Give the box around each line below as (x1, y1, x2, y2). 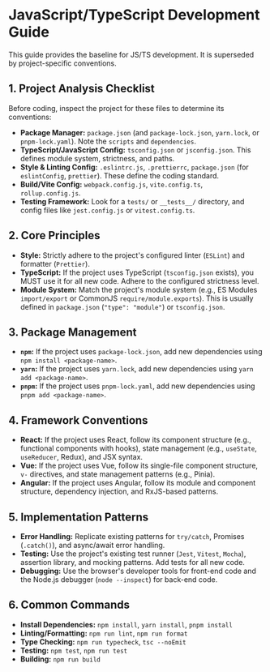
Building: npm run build (19, 654, 101, 664)
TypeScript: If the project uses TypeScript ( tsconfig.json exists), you (19, 268, 254, 277)
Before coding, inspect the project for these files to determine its (8, 103, 225, 113)
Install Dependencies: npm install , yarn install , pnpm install (19, 619, 234, 629)
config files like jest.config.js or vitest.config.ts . (19, 205, 195, 215)
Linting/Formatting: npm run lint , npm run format (19, 628, 188, 638)
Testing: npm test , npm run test (19, 645, 128, 655)
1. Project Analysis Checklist (8, 82, 156, 96)
